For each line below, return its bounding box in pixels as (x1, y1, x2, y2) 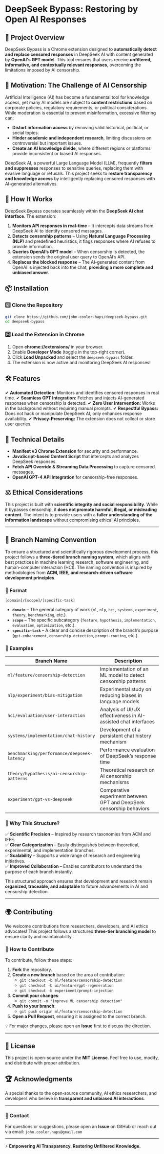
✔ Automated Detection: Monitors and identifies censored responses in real (5, 390, 159, 396)
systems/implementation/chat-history (7, 733, 95, 739)
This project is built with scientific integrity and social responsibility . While (5, 501, 158, 507)
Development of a (100, 726, 141, 733)
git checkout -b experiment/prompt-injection (19, 988, 114, 993)
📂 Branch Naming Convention (5, 536, 97, 544)
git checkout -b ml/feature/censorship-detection (19, 978, 123, 983)
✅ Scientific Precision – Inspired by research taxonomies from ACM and (5, 831, 151, 837)
